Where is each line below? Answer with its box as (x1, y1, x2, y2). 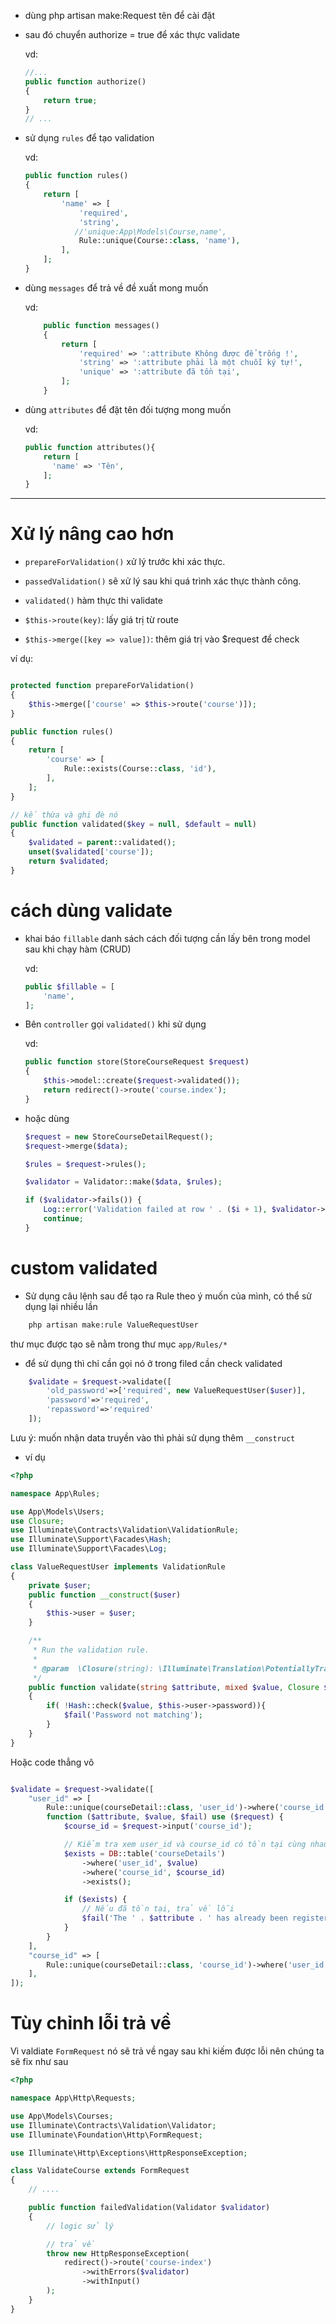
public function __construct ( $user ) (28, 1590, 182, 1600)
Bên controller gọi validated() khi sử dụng (24, 1018, 207, 1030)
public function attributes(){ (24, 442, 156, 452)
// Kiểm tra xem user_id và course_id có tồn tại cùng (63, 1840, 307, 1850)
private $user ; (28, 1580, 92, 1590)
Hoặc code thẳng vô (10, 1756, 95, 1768)
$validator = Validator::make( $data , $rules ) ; (24, 1177, 223, 1187)
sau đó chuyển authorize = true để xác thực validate (24, 29, 240, 40)
